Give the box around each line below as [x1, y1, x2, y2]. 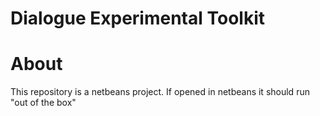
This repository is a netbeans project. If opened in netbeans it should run [10, 86, 310, 98]
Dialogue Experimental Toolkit [10, 7, 265, 30]
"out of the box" [10, 97, 77, 109]
